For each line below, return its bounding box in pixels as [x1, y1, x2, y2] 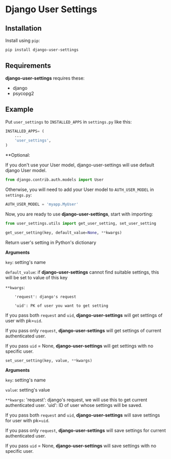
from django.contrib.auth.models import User [5, 177, 104, 182]
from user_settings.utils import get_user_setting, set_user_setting [5, 221, 157, 226]
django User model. [5, 167, 47, 173]
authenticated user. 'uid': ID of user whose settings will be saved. [5, 402, 143, 408]
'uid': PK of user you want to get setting [14, 303, 109, 308]
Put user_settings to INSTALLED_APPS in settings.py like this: [5, 118, 132, 125]
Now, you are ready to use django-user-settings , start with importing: [5, 211, 153, 217]
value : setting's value [5, 387, 50, 393]
